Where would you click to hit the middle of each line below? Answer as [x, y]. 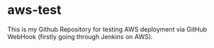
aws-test [34, 10]
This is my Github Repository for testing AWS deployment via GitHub [107, 29]
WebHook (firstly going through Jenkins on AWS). [80, 36]
